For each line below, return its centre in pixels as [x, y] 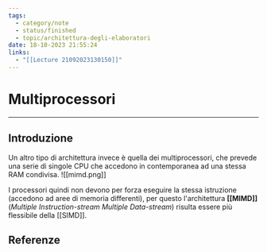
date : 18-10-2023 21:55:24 [53, 45]
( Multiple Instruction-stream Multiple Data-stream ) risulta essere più [120, 207]
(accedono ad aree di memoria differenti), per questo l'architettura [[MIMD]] [133, 198]
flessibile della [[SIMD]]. [48, 215]
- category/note [42, 23]
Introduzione [41, 139]
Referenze [35, 240]
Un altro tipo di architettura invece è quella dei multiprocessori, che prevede [133, 157]
